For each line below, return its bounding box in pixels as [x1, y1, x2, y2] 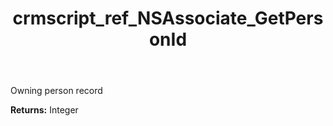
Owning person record [10, 85, 103, 97]
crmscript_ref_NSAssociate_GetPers [12, 7, 324, 30]
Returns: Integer [10, 104, 79, 116]
